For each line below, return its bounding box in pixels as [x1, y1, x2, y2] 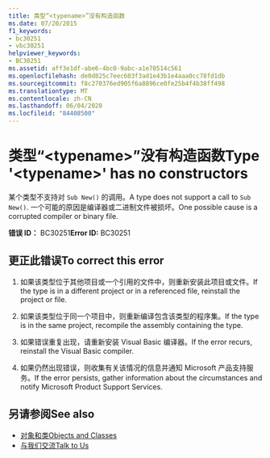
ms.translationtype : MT [8, 86, 89, 95]
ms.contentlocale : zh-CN [8, 95, 92, 103]
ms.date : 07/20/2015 [8, 19, 78, 27]
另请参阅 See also [8, 407, 95, 421]
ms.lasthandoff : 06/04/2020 [8, 102, 103, 110]
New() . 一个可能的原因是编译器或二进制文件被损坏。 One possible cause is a [8, 202, 258, 212]
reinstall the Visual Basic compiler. [19, 346, 135, 355]
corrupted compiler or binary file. [8, 211, 118, 221]
